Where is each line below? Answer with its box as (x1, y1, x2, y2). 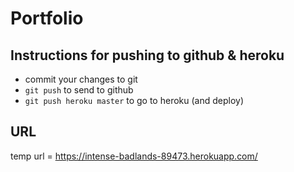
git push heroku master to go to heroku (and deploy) (24, 95, 245, 106)
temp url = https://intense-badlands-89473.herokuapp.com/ (10, 150, 258, 162)
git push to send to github (24, 84, 134, 96)
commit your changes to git (24, 73, 138, 85)
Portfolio (10, 7, 84, 30)
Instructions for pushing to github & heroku (10, 47, 285, 64)
